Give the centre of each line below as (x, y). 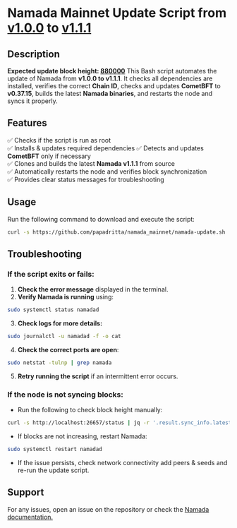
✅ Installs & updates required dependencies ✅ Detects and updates (106, 148)
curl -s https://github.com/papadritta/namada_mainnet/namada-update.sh (116, 232)
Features (27, 123)
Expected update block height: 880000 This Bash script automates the (112, 71)
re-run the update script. (53, 470)
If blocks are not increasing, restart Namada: (82, 436)
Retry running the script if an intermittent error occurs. (98, 376)
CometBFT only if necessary (49, 156)
